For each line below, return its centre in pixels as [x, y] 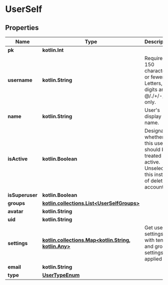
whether [154, 137]
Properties [22, 28]
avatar [15, 211]
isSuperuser [22, 195]
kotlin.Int [53, 50]
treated [153, 156]
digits [151, 89]
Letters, [153, 83]
